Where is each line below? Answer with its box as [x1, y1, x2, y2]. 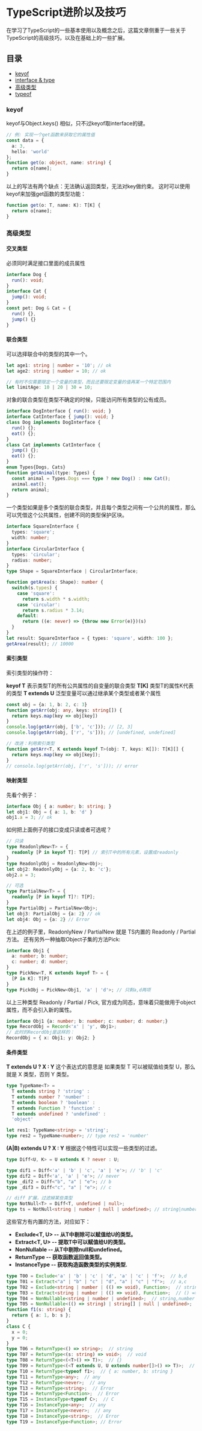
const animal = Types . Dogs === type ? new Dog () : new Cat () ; [11, 475, 171, 481]
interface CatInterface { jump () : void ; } [6, 414, 114, 420]
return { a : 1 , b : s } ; [11, 1312, 71, 1318]
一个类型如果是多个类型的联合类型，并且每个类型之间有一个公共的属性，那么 [6, 504, 196, 511]
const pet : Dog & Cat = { [6, 305, 71, 311]
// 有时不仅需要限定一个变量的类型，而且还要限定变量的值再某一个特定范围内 [6, 379, 171, 385]
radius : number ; [11, 557, 52, 563]
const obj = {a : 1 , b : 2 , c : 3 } [6, 701, 87, 707]
